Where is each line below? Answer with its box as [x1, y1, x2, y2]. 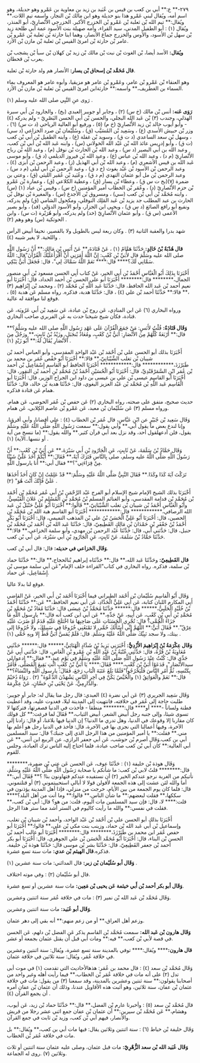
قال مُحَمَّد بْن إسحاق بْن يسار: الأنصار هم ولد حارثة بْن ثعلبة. [7, 67, 136, 74]
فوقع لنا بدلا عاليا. [7, 581, 45, 587]
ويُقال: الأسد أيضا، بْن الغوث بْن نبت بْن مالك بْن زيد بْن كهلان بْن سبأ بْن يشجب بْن [7, 49, 184, 56]
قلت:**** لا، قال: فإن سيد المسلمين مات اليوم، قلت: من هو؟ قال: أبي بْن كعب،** [7, 798, 187, 805]
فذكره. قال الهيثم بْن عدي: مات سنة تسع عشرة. [7, 848, 111, 855]
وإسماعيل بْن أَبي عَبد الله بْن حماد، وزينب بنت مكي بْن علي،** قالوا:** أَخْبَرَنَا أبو [7, 822, 181, 829]
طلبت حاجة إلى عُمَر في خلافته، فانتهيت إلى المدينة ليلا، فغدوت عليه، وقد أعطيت [7, 698, 183, 704]
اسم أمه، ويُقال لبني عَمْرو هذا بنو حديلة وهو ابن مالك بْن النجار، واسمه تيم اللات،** [7, 12, 187, 19]
